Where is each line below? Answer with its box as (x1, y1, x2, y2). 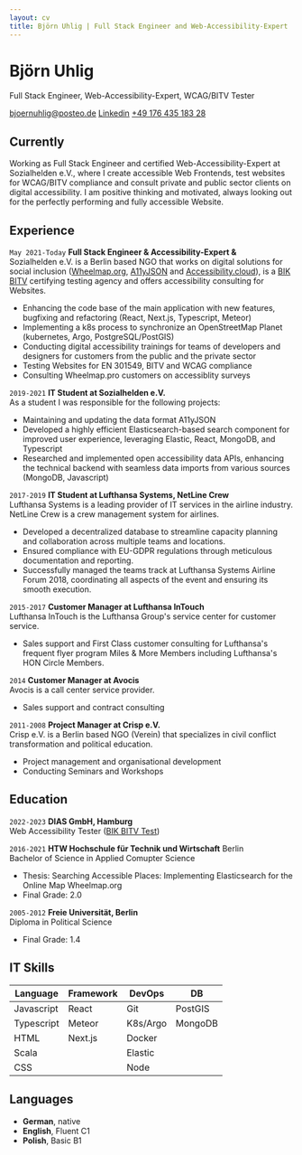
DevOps (129, 987, 165, 1000)
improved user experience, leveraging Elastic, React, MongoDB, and (22, 434, 276, 445)
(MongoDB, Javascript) (22, 472, 110, 484)
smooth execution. (22, 584, 92, 595)
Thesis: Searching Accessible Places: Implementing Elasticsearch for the (22, 869, 293, 881)
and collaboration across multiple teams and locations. (22, 536, 226, 547)
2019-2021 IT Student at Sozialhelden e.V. (9, 388, 166, 399)
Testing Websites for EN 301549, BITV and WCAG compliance (22, 361, 252, 371)
